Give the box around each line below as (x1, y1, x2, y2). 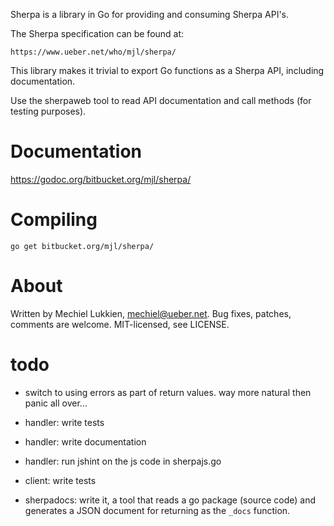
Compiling (10, 209, 98, 231)
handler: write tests (24, 416, 105, 428)
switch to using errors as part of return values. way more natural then (24, 386, 312, 398)
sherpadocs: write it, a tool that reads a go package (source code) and (24, 494, 316, 506)
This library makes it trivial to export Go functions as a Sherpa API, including (10, 65, 325, 76)
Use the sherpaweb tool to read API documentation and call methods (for (10, 95, 312, 106)
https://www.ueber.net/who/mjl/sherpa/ (10, 47, 177, 57)
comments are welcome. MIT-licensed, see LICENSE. (10, 318, 230, 330)
